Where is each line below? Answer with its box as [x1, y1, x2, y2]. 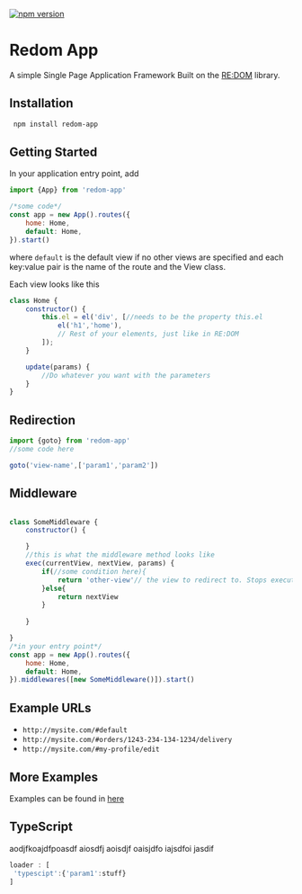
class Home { [9, 296, 58, 305]
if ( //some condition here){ [41, 567, 147, 576]
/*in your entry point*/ [9, 641, 102, 651]
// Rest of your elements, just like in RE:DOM [57, 329, 240, 339]
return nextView [57, 592, 119, 602]
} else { [41, 584, 67, 593]
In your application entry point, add [9, 168, 139, 179]
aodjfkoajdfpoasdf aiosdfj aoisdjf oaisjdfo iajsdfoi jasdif [9, 843, 214, 854]
